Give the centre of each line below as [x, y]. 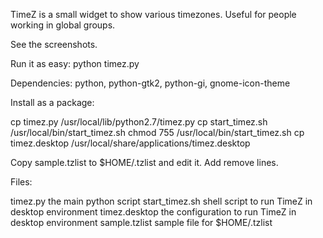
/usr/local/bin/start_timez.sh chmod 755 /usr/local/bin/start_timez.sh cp [157, 132]
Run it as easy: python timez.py [75, 63]
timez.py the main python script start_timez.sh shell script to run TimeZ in [161, 201]
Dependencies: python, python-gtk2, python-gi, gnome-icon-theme [150, 83]
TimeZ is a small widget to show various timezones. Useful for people [153, 14]
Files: [21, 182]
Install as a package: [52, 102]
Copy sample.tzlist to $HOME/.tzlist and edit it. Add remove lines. [144, 162]
